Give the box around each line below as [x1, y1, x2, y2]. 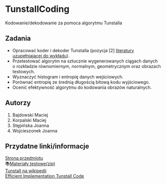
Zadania [5, 34, 31, 43]
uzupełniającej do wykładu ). [12, 53, 70, 59]
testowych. [12, 68, 35, 74]
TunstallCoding [5, 3, 70, 15]
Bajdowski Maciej [12, 112, 49, 118]
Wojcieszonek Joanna [12, 127, 58, 133]
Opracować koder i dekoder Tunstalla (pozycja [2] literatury [12, 47, 134, 53]
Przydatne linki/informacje [5, 142, 89, 150]
